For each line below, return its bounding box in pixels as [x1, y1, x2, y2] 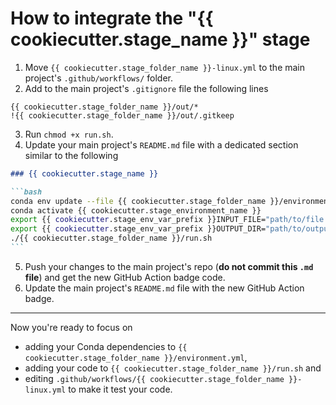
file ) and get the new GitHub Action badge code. [24, 271, 226, 283]
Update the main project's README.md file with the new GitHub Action [24, 282, 305, 294]
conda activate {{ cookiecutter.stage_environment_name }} [10, 205, 262, 216]
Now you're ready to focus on [10, 321, 133, 333]
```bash [10, 187, 43, 197]
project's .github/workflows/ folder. [24, 72, 173, 84]
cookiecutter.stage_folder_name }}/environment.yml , [24, 351, 248, 363]
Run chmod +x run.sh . [24, 128, 114, 140]
